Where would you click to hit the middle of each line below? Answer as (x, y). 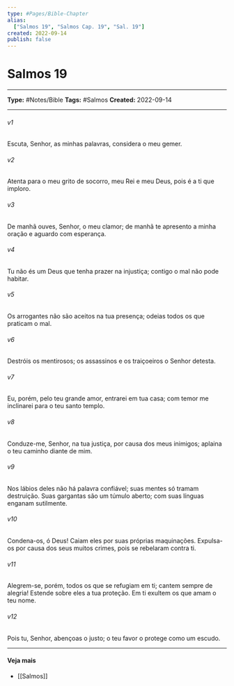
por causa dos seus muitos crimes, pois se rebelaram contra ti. (106, 548)
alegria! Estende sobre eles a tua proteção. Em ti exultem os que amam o (112, 593)
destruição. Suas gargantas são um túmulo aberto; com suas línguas (106, 496)
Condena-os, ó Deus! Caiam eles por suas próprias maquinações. (102, 541)
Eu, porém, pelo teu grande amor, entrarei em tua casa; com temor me (108, 398)
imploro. (19, 189)
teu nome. (22, 600)
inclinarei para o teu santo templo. (56, 406)
